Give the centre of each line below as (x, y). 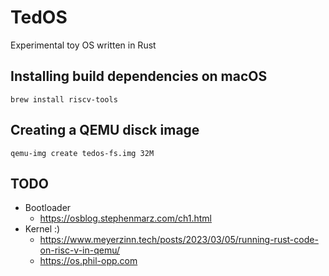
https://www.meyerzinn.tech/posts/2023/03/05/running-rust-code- (179, 240)
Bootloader (48, 208)
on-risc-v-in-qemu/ (80, 250)
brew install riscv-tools (64, 99)
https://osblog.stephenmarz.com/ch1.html (125, 218)
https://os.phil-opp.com (88, 261)
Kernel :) (42, 229)
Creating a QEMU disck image (105, 130)
